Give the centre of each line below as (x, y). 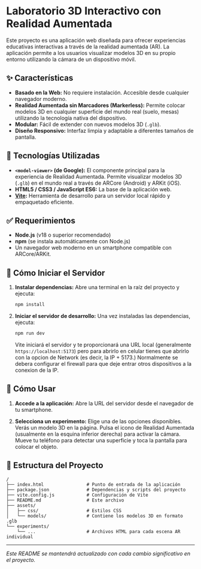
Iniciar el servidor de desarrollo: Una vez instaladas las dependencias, (103, 316)
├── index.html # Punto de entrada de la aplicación (93, 484)
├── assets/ (21, 505)
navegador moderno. (41, 99)
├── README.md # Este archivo (65, 500)
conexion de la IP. (37, 370)
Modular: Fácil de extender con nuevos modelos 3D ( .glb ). (88, 124)
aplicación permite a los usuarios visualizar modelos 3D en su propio (91, 53)
